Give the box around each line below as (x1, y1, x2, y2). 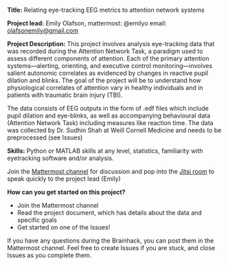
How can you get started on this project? (7, 188, 126, 196)
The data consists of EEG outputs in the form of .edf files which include (7, 104, 209, 112)
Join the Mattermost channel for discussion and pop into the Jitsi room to (7, 168, 215, 175)
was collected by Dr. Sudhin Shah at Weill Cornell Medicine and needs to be (7, 126, 222, 134)
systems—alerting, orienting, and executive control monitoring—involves (7, 62, 213, 69)
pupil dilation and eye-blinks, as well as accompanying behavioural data (7, 111, 211, 120)
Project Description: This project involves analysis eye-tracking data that (7, 40, 215, 47)
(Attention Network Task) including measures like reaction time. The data (7, 119, 214, 126)
